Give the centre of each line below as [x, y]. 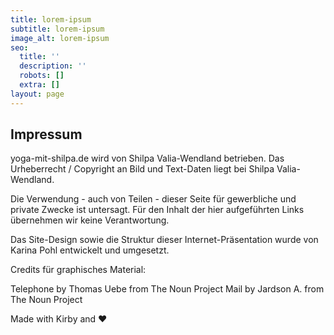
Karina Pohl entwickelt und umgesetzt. [90, 250]
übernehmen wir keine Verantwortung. [90, 220]
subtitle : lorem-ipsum [57, 29]
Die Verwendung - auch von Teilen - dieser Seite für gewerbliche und [153, 199]
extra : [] [39, 85]
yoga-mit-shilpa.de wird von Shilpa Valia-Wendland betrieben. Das [147, 158]
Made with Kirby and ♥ [59, 319]
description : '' [53, 66]
